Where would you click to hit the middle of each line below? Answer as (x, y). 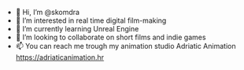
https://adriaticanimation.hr (60, 57)
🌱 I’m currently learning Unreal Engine (77, 29)
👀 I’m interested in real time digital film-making (91, 20)
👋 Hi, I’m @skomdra (48, 12)
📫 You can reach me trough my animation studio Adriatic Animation (126, 46)
